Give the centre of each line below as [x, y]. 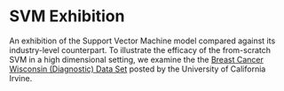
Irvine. [21, 78]
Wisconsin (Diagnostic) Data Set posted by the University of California [138, 69]
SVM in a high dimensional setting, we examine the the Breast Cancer [136, 59]
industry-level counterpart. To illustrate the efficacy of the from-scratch [140, 49]
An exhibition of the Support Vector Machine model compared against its [142, 41]
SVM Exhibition [67, 16]
